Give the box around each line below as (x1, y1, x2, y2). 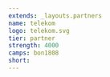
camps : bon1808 (8, 49, 59, 57)
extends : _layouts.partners (8, 11, 103, 20)
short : (8, 57, 31, 65)
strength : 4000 (8, 42, 59, 50)
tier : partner (8, 34, 56, 43)
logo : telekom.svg (8, 26, 70, 34)
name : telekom (8, 19, 56, 27)
